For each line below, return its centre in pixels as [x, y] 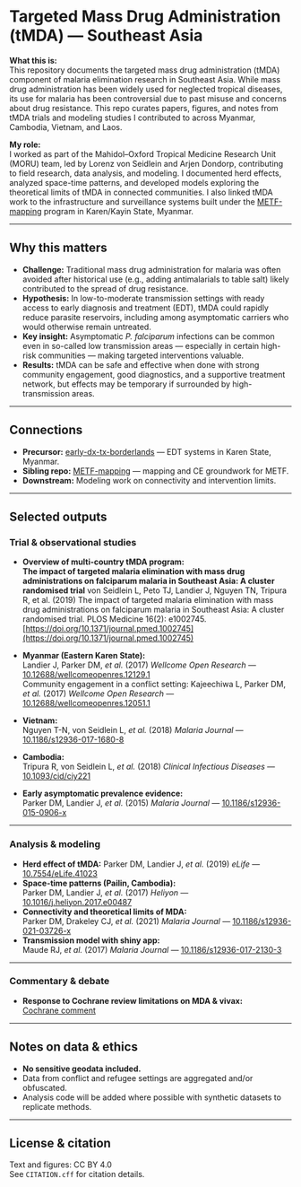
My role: [25, 144]
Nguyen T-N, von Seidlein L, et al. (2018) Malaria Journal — [133, 730]
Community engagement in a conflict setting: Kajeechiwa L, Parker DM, [154, 685]
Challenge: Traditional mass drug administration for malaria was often [151, 269]
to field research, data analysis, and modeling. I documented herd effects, [146, 173]
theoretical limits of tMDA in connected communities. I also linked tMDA [141, 192]
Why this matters [58, 248]
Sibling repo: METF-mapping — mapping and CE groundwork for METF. [155, 471]
